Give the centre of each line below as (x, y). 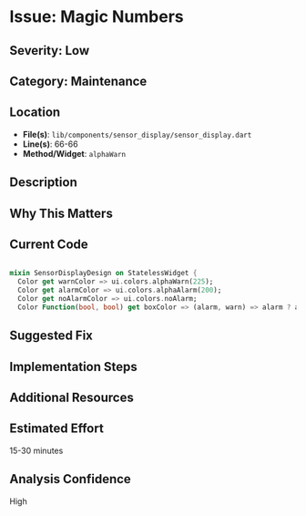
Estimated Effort (57, 429)
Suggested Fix (51, 336)
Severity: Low (50, 51)
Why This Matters (61, 213)
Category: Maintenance (78, 81)
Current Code (49, 244)
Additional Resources (71, 397)
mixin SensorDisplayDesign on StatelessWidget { (103, 273)
